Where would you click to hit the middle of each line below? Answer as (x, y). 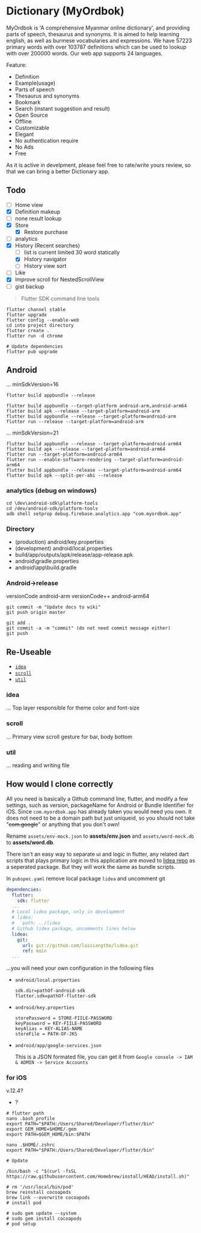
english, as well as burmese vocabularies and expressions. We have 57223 (99, 40)
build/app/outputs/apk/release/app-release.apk (74, 554)
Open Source (31, 115)
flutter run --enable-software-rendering (59, 460)
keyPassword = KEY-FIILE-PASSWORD (58, 1024)
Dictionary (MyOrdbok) (65, 11)
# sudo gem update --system (42, 1214)
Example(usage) (35, 83)
